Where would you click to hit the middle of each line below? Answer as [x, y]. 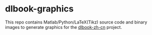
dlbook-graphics [39, 9]
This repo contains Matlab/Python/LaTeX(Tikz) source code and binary [76, 22]
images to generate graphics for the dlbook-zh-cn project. [64, 27]
